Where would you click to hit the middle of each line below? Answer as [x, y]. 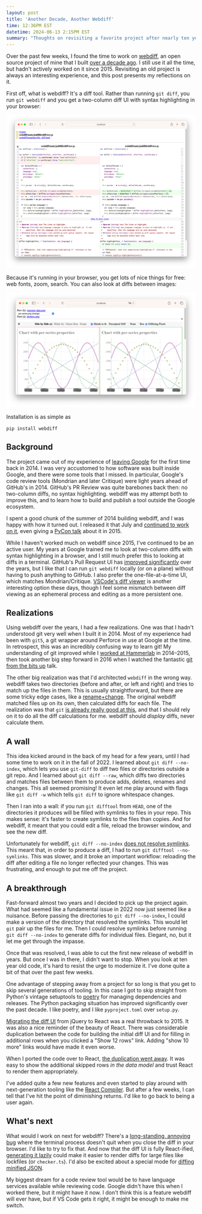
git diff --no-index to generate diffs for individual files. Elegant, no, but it [99, 935]
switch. [15, 1205]
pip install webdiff [32, 429]
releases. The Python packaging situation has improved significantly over [97, 1003]
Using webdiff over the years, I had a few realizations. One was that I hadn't [100, 627]
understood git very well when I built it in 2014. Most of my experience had [99, 634]
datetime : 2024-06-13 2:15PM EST [48, 32]
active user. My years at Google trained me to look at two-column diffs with [99, 549]
